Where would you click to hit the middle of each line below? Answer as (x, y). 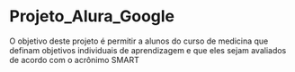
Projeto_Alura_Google (92, 16)
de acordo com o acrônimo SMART (74, 60)
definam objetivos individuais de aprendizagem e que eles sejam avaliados (148, 50)
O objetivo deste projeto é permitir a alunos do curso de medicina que (139, 41)
